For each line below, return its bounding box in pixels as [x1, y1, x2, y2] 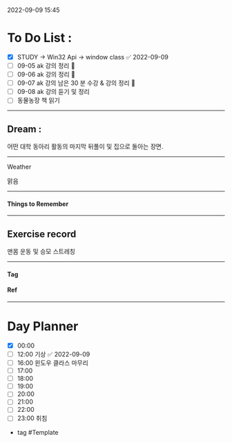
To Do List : [7, 30, 72, 46]
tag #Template [17, 428, 59, 436]
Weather [7, 162, 32, 171]
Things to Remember [7, 200, 69, 208]
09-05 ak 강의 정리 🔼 [17, 62, 75, 70]
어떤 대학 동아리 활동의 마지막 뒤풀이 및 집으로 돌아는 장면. [7, 142, 164, 151]
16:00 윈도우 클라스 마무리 [17, 359, 88, 367]
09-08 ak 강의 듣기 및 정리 [17, 88, 90, 96]
